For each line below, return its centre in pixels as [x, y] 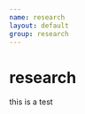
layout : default [39, 26]
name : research [37, 17]
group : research [39, 34]
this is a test [31, 102]
